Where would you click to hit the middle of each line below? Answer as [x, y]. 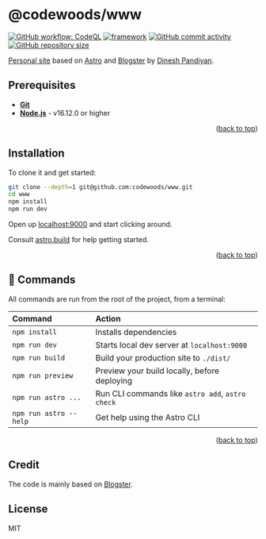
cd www [19, 194]
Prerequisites [42, 85]
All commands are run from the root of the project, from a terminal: [117, 298]
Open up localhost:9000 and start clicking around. [90, 225]
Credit [24, 465]
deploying [114, 380]
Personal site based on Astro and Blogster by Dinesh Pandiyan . [111, 60]
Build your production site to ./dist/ [163, 357]
